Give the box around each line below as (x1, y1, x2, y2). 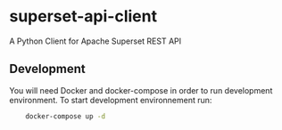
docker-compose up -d (25, 111, 105, 121)
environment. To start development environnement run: (9, 94, 212, 105)
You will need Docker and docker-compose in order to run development (9, 85, 273, 95)
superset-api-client (9, 6, 158, 27)
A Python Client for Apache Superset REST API (9, 36, 182, 46)
